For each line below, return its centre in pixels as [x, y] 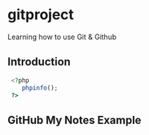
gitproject [41, 15]
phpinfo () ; [40, 88]
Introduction [39, 62]
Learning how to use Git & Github [62, 37]
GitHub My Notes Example [74, 120]
